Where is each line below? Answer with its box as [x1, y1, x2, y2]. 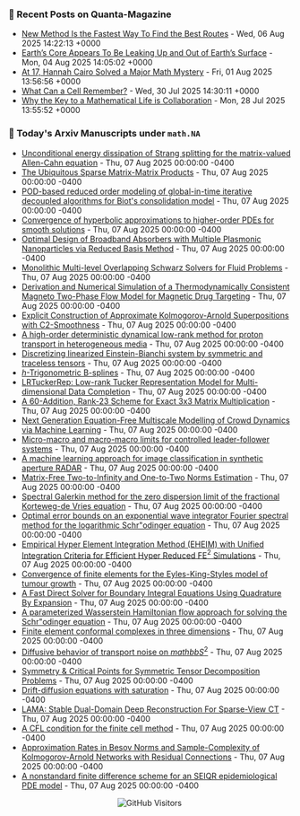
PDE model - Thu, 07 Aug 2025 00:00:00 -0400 [21, 780, 199, 791]
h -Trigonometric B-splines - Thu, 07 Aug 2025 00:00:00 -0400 [21, 367, 255, 378]
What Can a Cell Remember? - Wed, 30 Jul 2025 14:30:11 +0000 [21, 85, 260, 97]
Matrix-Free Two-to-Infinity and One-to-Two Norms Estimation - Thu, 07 [21, 471, 289, 483]
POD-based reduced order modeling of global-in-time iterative [21, 186, 253, 197]
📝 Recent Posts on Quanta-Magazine [8, 8, 172, 21]
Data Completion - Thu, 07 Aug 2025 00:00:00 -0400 [68, 386, 268, 397]
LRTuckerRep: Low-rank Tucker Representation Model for [21, 376, 235, 387]
